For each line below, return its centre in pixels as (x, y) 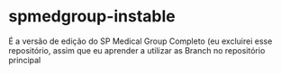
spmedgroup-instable (92, 16)
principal (25, 60)
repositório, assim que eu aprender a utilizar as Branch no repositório (137, 50)
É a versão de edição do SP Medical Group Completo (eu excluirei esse (140, 41)
